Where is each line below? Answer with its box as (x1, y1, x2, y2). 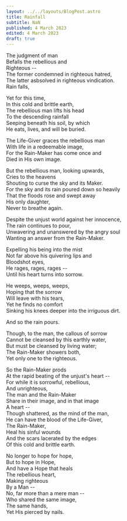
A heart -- (6, 404, 30, 411)
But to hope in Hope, (6, 459, 56, 465)
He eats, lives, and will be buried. (6, 126, 86, 133)
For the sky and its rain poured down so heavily (6, 186, 121, 192)
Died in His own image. (6, 156, 61, 163)
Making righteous (6, 478, 49, 484)
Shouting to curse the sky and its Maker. (6, 180, 104, 187)
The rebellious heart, (6, 471, 57, 478)
